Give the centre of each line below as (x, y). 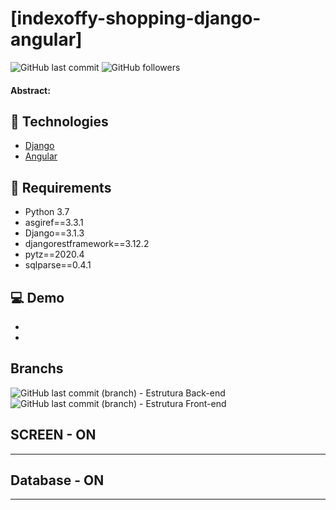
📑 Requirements (61, 187)
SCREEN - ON (53, 435)
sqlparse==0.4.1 (58, 265)
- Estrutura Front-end (183, 403)
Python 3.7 (47, 212)
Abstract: (30, 90)
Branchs (37, 368)
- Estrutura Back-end (182, 393)
